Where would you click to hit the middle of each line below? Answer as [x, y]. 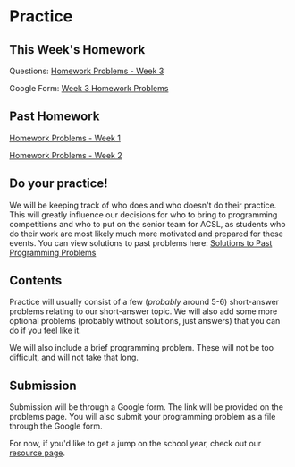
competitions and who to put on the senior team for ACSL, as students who [147, 224]
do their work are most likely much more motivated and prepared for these [146, 233]
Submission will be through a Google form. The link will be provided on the [147, 407]
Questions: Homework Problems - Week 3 [87, 71]
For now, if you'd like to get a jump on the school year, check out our [135, 444]
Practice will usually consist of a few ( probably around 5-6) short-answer [144, 302]
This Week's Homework [77, 50]
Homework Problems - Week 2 [66, 155]
